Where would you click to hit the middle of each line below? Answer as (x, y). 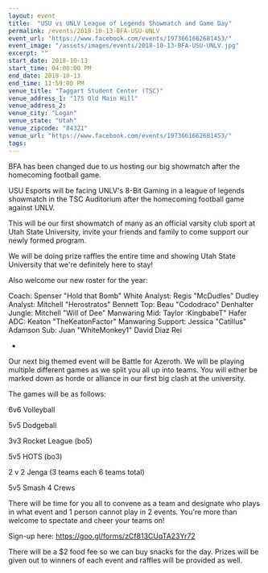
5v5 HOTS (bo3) (35, 456)
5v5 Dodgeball (33, 425)
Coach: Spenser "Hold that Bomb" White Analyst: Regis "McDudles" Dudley (134, 296)
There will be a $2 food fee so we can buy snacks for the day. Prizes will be (134, 551)
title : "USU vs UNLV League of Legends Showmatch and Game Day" (120, 23)
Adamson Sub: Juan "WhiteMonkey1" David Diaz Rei (95, 330)
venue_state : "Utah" (43, 121)
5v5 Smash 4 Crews (42, 488)
